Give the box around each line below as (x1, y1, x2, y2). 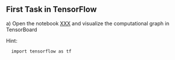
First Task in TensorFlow (6, 5, 97, 14)
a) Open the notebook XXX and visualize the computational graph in (6, 20, 170, 27)
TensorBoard (6, 26, 37, 33)
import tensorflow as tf (11, 48, 72, 54)
